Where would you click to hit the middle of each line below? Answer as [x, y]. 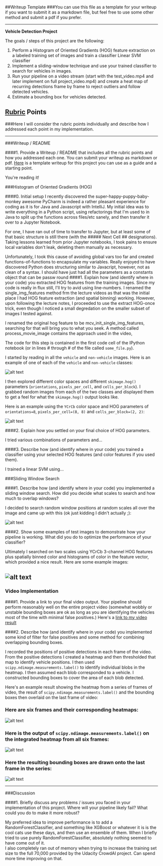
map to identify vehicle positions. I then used [50, 662]
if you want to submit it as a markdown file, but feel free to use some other [80, 12]
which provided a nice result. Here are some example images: [67, 562]
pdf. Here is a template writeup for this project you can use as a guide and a [81, 163]
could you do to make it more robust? [42, 813]
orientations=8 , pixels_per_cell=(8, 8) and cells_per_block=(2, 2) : [75, 412]
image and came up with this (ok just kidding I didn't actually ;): [68, 513]
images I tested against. [29, 313]
